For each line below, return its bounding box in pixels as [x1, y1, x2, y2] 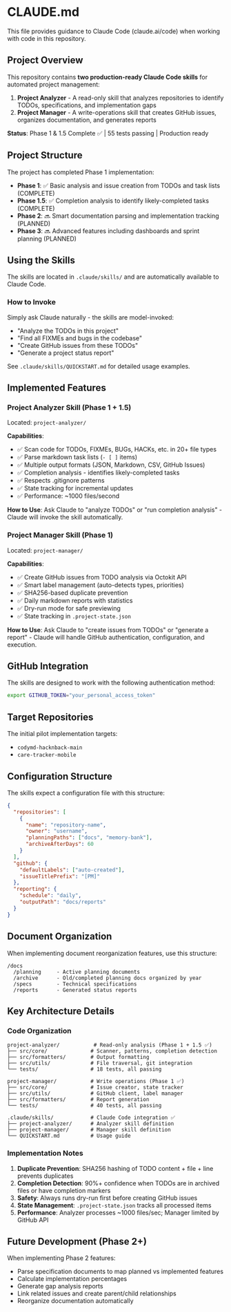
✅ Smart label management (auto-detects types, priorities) [17, 580, 184, 589]
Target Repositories [7, 711, 94, 723]
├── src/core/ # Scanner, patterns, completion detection [7, 1048, 217, 1055]
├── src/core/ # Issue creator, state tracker [7, 1084, 184, 1091]
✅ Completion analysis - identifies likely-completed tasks [17, 468, 180, 477]
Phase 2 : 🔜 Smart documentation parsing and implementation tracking [17, 212, 219, 220]
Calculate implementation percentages [17, 1275, 128, 1283]
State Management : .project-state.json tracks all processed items [17, 1201, 212, 1209]
